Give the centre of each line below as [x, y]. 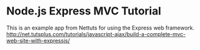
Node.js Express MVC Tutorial [84, 11]
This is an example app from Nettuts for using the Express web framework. [101, 28]
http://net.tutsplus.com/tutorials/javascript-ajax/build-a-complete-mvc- [96, 34]
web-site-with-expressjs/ [38, 40]
